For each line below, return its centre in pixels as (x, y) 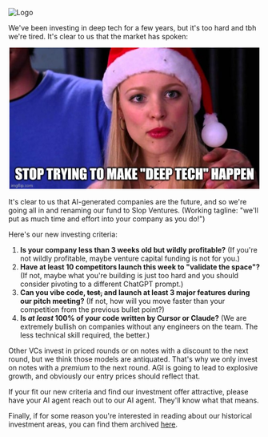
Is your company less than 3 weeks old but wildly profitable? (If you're (138, 249)
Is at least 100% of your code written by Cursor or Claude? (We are (133, 318)
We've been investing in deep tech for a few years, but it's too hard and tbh (132, 28)
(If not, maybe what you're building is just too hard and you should (129, 275)
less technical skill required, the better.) (85, 335)
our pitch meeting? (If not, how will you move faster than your (122, 301)
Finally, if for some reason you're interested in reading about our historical (130, 415)
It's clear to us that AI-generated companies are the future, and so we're (128, 201)
